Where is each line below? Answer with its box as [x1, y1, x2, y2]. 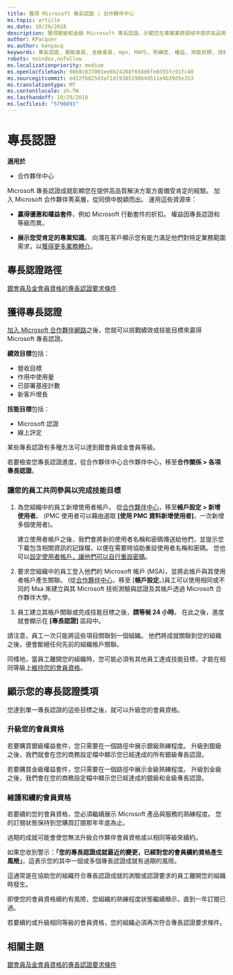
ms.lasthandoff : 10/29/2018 [7, 94, 89, 101]
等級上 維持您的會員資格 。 [12, 663, 87, 672]
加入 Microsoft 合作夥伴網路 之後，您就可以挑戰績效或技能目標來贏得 [7, 326, 202, 334]
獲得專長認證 [7, 306, 62, 318]
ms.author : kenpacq [7, 42, 64, 49]
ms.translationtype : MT [7, 81, 76, 88]
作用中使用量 [17, 373, 54, 381]
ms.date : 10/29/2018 [7, 23, 67, 30]
